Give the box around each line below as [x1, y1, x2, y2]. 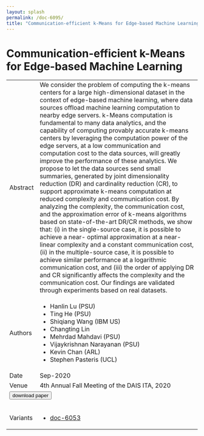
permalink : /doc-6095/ [6, 15, 64, 21]
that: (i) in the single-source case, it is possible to [39, 225, 182, 234]
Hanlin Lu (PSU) [50, 302, 96, 311]
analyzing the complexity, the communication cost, [39, 202, 185, 211]
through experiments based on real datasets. [39, 286, 168, 295]
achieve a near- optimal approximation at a [39, 233, 163, 241]
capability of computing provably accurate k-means [39, 126, 189, 135]
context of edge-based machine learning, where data [39, 96, 193, 104]
